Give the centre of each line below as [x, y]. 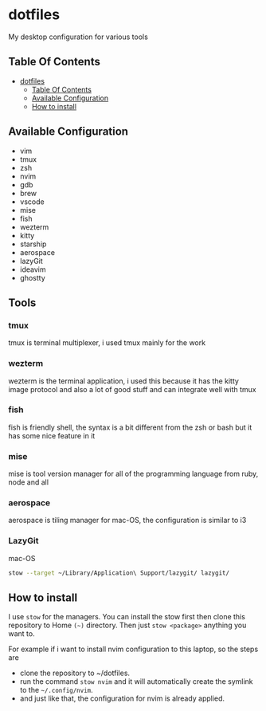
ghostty [32, 277]
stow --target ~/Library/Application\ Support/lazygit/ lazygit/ [119, 573]
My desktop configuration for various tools [78, 37]
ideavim [33, 269]
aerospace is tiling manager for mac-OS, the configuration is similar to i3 [127, 520]
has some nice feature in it [52, 435]
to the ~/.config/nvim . [56, 690]
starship [33, 244]
